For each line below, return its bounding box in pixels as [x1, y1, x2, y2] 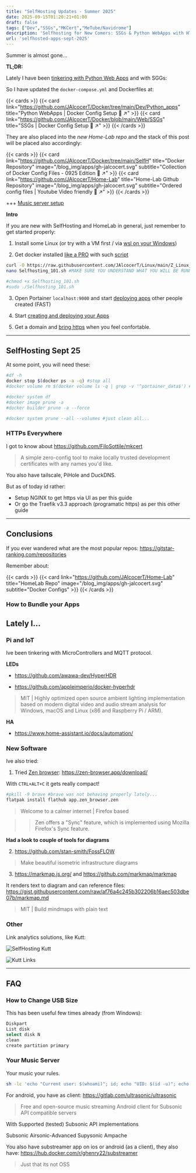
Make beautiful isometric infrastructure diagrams [20, 859, 138, 866]
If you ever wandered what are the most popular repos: [6, 545, 139, 552]
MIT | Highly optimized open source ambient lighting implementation [20, 694, 185, 702]
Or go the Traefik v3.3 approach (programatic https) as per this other [14, 500, 181, 507]
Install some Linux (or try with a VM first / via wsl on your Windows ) [14, 240, 177, 246]
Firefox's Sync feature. [34, 825, 90, 833]
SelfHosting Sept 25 [6, 346, 80, 356]
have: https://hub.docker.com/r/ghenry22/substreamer [6, 1149, 138, 1156]
